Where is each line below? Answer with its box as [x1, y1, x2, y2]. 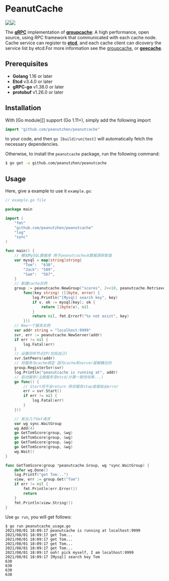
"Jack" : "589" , [23, 267, 55, 272]
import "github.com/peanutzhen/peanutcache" [5, 127, 100, 132]
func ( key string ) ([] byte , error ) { [23, 290, 100, 295]
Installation [5, 104, 41, 112]
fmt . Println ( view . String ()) [14, 500, 73, 506]
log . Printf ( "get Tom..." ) [14, 472, 69, 477]
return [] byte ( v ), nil [41, 304, 89, 309]
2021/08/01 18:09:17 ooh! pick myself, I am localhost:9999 [5, 550, 134, 555]
